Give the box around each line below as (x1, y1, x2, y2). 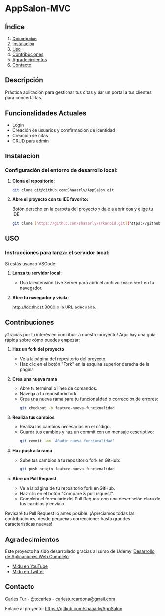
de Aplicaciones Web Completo (5, 554, 69, 559)
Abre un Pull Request (12, 476, 57, 482)
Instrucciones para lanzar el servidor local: (5, 249, 110, 256)
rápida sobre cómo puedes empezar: (5, 337, 80, 343)
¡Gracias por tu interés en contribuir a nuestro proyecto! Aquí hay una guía (5, 331, 156, 337)
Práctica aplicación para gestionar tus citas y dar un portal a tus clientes (5, 89, 152, 95)
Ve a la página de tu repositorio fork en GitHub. (19, 485, 115, 491)
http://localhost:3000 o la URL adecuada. (12, 304, 96, 310)
